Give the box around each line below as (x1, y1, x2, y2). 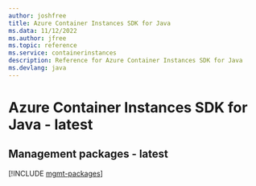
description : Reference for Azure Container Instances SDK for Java (8, 57, 243, 65)
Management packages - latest (8, 148, 169, 161)
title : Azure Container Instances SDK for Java (8, 19, 171, 27)
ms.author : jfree (8, 34, 67, 42)
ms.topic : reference (8, 42, 78, 50)
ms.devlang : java (8, 64, 67, 72)
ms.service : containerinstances (8, 49, 117, 57)
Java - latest (8, 115, 93, 133)
